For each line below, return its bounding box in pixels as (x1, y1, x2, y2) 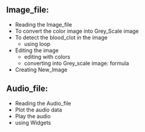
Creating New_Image (14, 66, 68, 73)
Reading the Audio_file (14, 99, 71, 107)
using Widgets (14, 119, 51, 126)
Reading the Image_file (14, 21, 72, 28)
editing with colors (24, 53, 71, 60)
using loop (24, 40, 51, 47)
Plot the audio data (14, 106, 62, 113)
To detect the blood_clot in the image (14, 33, 108, 41)
